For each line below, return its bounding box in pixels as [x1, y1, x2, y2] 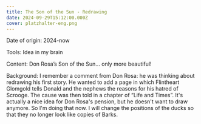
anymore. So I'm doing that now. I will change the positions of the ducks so [6, 105, 194, 112]
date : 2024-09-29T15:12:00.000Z [6, 15, 88, 21]
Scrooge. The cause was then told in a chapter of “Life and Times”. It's [6, 92, 183, 99]
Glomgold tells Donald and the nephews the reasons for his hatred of [6, 85, 179, 92]
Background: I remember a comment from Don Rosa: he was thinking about [6, 72, 195, 80]
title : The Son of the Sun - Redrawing [6, 9, 107, 15]
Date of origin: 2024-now [6, 37, 70, 44]
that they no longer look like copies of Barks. [6, 111, 118, 119]
